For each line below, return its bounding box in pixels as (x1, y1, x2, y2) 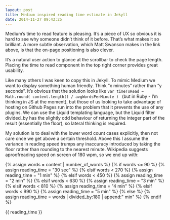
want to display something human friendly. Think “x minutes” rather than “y (5, 83, 162, 89)
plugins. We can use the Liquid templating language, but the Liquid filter (5, 109, 155, 116)
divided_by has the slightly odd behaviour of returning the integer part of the (5, 115, 165, 121)
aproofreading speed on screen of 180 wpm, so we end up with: (5, 152, 139, 158)
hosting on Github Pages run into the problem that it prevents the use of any (5, 104, 163, 111)
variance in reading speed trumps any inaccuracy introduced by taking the (5, 141, 161, 147)
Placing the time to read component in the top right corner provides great (5, 62, 158, 68)
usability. (5, 67, 24, 74)
